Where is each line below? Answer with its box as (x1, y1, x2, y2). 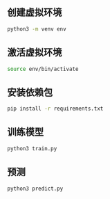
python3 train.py (7, 145, 57, 152)
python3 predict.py (7, 185, 64, 192)
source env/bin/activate (7, 65, 79, 72)
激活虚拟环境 (7, 47, 62, 58)
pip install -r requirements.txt (7, 105, 104, 113)
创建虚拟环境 (7, 6, 62, 19)
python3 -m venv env (7, 25, 67, 33)
